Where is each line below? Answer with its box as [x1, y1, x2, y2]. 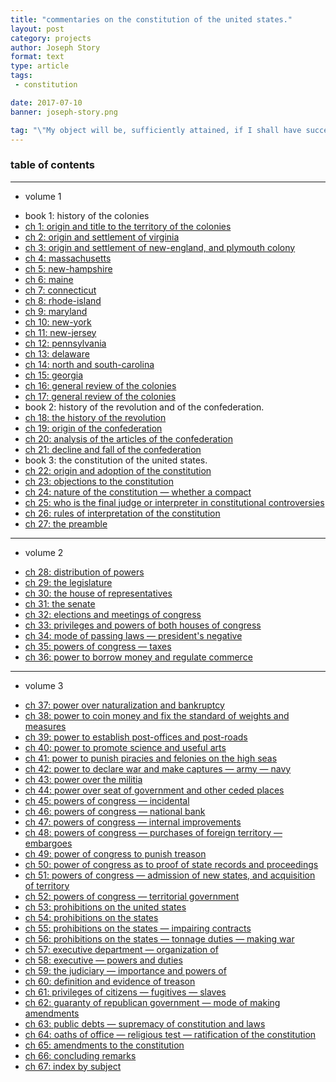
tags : [10, 71, 33, 81]
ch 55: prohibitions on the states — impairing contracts [24, 922, 252, 934]
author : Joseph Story [10, 42, 101, 53]
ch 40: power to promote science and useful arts [24, 741, 227, 753]
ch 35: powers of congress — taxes [24, 640, 172, 652]
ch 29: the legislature [24, 576, 113, 588]
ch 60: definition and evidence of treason [24, 975, 196, 987]
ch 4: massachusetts [24, 252, 112, 264]
